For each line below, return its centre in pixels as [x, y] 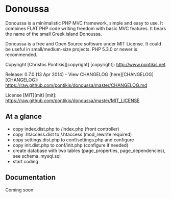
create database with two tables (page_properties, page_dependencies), [89, 151]
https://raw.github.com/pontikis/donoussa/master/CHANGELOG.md [76, 85]
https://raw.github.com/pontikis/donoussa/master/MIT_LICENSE [72, 101]
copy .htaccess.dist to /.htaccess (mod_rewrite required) [72, 134]
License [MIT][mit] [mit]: [31, 95]
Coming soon [19, 190]
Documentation [31, 177]
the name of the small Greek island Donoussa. [54, 34]
